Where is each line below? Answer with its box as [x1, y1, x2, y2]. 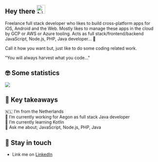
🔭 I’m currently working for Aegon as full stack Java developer [5, 114, 130, 120]
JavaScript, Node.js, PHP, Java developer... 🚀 [5, 36, 96, 41]
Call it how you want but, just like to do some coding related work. [5, 45, 137, 51]
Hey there [5, 7, 35, 16]
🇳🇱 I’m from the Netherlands [5, 108, 64, 115]
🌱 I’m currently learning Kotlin [5, 119, 64, 125]
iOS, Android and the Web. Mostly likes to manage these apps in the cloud [5, 25, 154, 31]
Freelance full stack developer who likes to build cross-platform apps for [5, 20, 151, 26]
